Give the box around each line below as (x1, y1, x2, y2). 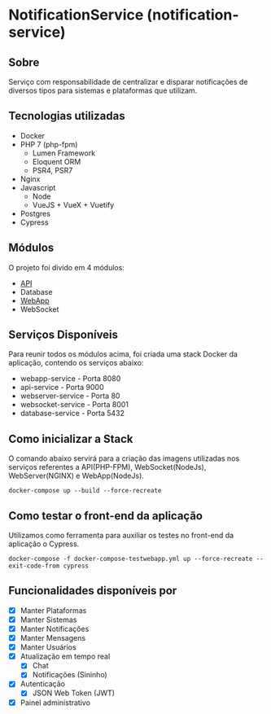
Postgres (20, 208, 51, 218)
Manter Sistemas (20, 615, 77, 624)
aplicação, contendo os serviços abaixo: (8, 358, 144, 368)
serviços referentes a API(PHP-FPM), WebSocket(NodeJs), (8, 462, 207, 472)
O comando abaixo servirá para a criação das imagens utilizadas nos (8, 453, 240, 463)
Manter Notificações (20, 624, 90, 633)
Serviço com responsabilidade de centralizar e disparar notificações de (8, 77, 248, 86)
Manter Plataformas (20, 605, 87, 615)
